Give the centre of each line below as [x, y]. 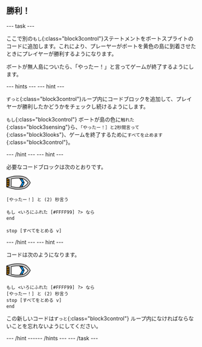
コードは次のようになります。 [43, 255]
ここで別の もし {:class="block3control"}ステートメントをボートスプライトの [100, 38]
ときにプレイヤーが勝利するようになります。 [62, 53]
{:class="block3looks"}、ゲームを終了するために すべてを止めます [85, 134]
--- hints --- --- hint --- [35, 86]
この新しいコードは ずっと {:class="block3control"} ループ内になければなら [97, 318]
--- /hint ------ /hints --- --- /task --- [52, 338]
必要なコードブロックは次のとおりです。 [57, 167]
